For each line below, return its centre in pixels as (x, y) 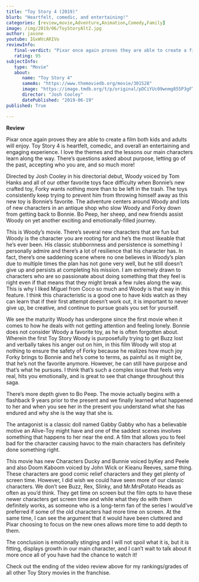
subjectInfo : (22, 61)
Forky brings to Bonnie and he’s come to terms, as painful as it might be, (94, 357)
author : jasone (25, 34)
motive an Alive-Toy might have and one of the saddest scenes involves (94, 430)
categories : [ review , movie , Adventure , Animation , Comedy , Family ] (86, 23)
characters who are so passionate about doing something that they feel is (96, 276)
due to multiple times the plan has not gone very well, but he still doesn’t (94, 263)
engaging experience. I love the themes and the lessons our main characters (99, 152)
